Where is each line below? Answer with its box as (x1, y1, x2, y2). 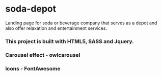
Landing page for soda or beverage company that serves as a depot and (5, 20, 157, 26)
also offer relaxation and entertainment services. (5, 25, 107, 31)
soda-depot (5, 3, 57, 15)
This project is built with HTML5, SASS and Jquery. (5, 37, 134, 45)
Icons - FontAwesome (5, 65, 61, 72)
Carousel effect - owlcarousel (5, 51, 80, 58)
